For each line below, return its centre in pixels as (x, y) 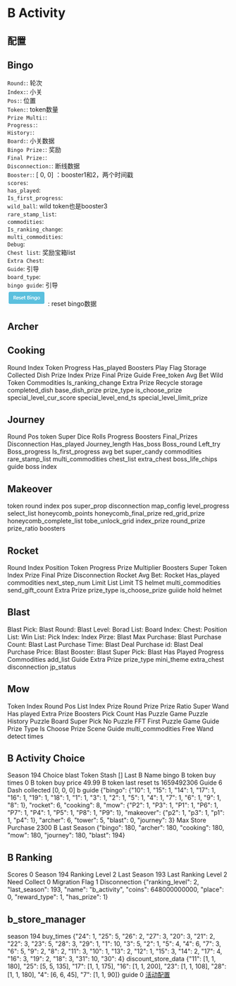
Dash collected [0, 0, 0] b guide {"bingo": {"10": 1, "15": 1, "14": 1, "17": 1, (112, 790)
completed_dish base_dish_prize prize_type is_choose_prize (95, 390)
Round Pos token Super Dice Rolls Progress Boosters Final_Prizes (103, 436)
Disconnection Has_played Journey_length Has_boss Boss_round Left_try (114, 444)
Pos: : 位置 (22, 101)
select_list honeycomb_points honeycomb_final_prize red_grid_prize (106, 513)
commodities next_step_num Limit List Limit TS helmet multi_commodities (114, 583)
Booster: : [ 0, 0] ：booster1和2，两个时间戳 (70, 175)
